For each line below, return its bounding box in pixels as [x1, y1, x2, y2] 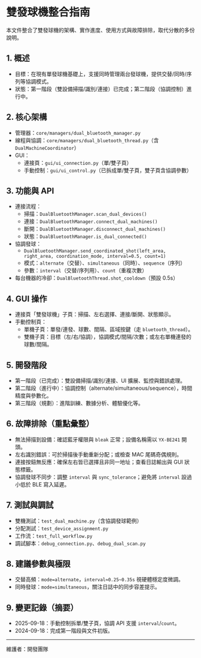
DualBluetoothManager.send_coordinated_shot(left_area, [23, 248, 166, 254]
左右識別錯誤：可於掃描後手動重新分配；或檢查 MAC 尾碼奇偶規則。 [14, 450, 182, 458]
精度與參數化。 [14, 392, 52, 399]
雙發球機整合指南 [6, 5, 91, 19]
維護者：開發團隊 [6, 645, 48, 653]
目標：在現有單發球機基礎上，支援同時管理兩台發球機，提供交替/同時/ [14, 70, 187, 77]
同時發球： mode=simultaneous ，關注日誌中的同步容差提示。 [14, 583, 160, 591]
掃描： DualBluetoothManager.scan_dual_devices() [23, 211, 147, 218]
